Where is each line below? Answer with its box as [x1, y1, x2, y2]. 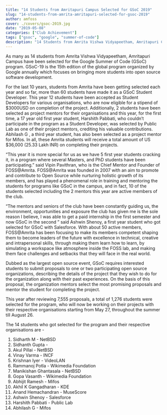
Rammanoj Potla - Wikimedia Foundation [12, 362, 96, 368]
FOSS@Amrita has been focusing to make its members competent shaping [5, 229, 158, 236]
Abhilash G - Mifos [12, 405, 51, 411]
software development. [5, 74, 53, 80]
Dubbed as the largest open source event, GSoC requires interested [5, 260, 144, 266]
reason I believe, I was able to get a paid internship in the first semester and [5, 214, 161, 220]
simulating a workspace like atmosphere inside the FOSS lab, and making [5, 245, 156, 251]
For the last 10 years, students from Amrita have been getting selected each [5, 84, 161, 90]
